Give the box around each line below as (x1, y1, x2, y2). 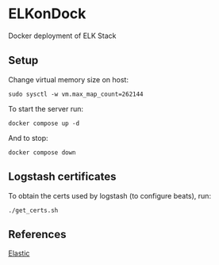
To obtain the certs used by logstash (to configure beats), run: (8, 191, 212, 200)
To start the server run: (8, 104, 83, 113)
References (8, 227, 67, 241)
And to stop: (8, 133, 49, 142)
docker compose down (8, 148, 77, 157)
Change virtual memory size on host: (8, 74, 129, 84)
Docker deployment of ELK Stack (8, 31, 117, 40)
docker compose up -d (8, 119, 80, 127)
